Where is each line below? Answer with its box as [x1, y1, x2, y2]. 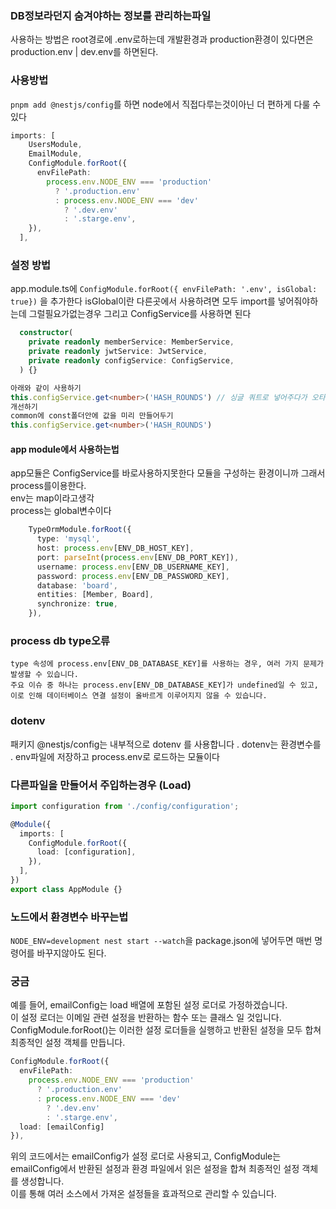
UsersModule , [28, 140, 83, 150]
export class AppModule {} [10, 884, 123, 894]
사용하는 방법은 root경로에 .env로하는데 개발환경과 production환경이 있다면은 [10, 33, 314, 46]
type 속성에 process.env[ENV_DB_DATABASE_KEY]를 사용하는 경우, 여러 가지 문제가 [10, 659, 324, 669]
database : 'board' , [36, 580, 118, 591]
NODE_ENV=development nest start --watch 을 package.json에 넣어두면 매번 [10, 935, 313, 947]
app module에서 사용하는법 [10, 443, 120, 455]
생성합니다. [20, 1175, 65, 1187]
